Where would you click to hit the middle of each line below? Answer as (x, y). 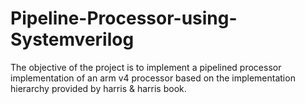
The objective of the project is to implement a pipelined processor (146, 67)
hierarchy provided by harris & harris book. (98, 88)
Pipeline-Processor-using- (124, 18)
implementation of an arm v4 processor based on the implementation (153, 78)
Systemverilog (72, 39)
